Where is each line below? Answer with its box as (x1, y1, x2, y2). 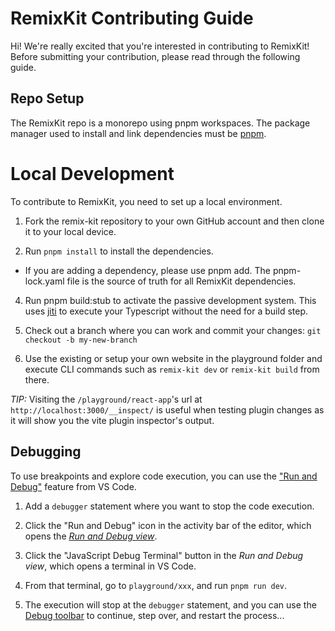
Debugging (10, 443, 82, 461)
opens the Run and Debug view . (24, 530, 158, 542)
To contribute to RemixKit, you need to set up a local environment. (10, 195, 283, 207)
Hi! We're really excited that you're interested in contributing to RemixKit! (10, 40, 310, 52)
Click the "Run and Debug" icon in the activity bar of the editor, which (24, 519, 312, 531)
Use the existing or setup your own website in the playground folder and (24, 352, 323, 364)
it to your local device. (24, 225, 117, 237)
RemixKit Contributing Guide (10, 7, 254, 30)
